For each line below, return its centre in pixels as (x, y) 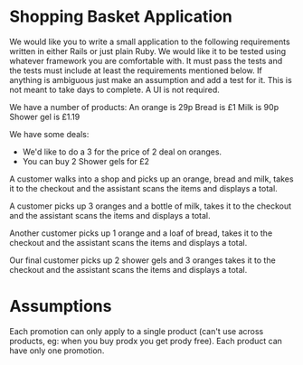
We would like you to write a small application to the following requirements (150, 42)
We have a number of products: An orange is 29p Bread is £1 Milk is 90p (144, 107)
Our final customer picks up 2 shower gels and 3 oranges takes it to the (142, 260)
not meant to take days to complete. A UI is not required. (114, 89)
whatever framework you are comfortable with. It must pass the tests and (146, 61)
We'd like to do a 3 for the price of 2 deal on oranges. (122, 152)
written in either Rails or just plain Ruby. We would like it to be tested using (148, 51)
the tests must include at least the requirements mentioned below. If (136, 70)
